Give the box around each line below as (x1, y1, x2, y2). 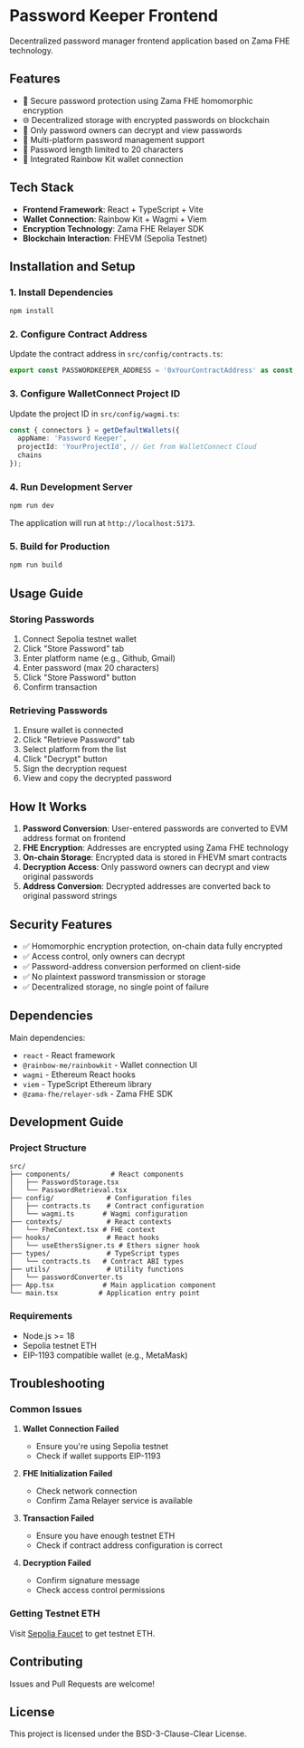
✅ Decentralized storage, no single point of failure (22, 981, 210, 992)
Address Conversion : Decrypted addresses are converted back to (22, 881, 271, 892)
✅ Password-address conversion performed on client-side (22, 960, 242, 971)
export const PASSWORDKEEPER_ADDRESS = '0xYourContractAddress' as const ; (9, 366, 298, 376)
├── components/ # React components (9, 1170, 184, 1180)
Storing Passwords (9, 613, 95, 626)
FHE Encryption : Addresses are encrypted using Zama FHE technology (22, 843, 290, 854)
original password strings (22, 891, 118, 902)
